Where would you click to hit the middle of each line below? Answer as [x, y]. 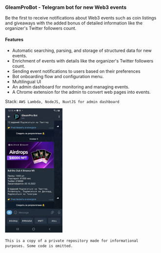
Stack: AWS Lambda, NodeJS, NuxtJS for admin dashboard [62, 101]
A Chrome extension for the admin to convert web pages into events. [81, 92]
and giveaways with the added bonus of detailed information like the [74, 23]
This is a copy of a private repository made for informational [72, 241]
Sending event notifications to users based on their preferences [76, 71]
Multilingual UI [27, 82]
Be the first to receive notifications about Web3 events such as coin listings [81, 18]
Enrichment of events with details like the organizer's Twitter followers [83, 61]
